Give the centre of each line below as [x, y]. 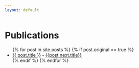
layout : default [22, 10]
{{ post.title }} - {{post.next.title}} [47, 55]
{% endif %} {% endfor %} [40, 60]
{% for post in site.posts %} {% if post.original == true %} [73, 50]
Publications [32, 35]
